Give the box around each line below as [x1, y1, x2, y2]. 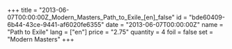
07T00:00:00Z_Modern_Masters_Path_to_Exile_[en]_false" [7, 13, 176, 21]
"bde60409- [189, 13, 225, 21]
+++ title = [7, 6, 38, 14]
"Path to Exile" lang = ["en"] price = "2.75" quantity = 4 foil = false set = [7, 28, 214, 36]
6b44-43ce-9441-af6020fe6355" [7, 21, 105, 28]
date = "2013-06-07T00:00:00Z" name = [105, 21, 224, 28]
